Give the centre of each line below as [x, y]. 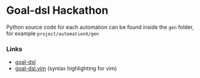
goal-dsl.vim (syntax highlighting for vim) [66, 68]
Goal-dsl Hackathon [57, 10]
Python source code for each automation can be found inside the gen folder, [100, 27]
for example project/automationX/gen [53, 33]
